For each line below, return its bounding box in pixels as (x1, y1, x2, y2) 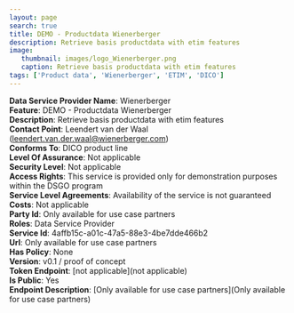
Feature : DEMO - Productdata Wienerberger (9, 104, 171, 116)
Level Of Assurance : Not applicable (9, 152, 141, 163)
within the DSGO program (9, 180, 104, 191)
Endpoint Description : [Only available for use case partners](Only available (9, 284, 286, 294)
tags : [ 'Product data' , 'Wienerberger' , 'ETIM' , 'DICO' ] (9, 71, 225, 80)
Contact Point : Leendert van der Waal (9, 124, 149, 134)
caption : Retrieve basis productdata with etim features (20, 63, 237, 72)
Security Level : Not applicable (9, 161, 122, 172)
